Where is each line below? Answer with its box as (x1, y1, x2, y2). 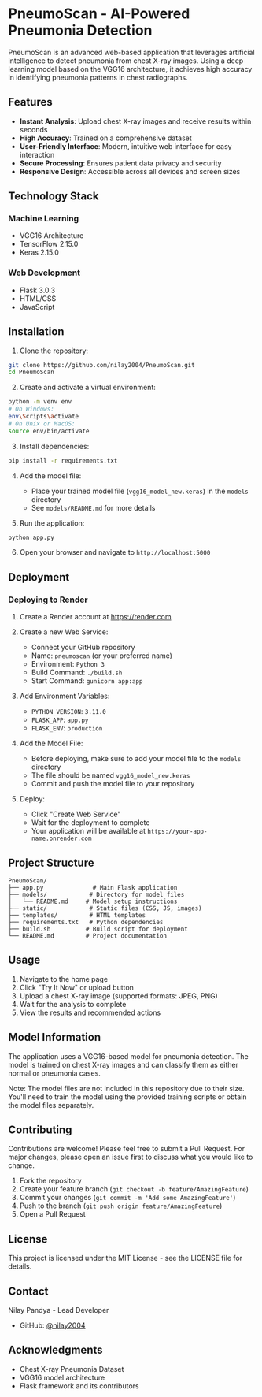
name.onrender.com (31, 834, 92, 843)
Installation (8, 325, 65, 339)
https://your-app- (146, 828, 208, 836)
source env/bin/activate (8, 427, 90, 435)
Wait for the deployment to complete (31, 818, 150, 827)
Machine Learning (8, 214, 79, 225)
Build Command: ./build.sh (31, 667, 123, 678)
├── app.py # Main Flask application (8, 883, 178, 891)
